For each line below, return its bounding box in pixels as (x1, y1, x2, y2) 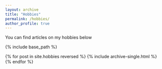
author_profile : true (5, 21, 50, 26)
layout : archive (5, 7, 39, 12)
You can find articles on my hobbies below (5, 34, 92, 40)
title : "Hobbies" (5, 12, 41, 17)
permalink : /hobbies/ (5, 16, 50, 21)
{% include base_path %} (5, 44, 57, 50)
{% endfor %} (5, 59, 34, 65)
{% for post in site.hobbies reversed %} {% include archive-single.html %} (5, 54, 158, 60)
